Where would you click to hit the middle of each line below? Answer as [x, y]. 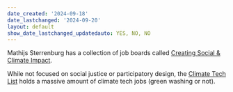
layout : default [31, 26]
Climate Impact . [30, 61]
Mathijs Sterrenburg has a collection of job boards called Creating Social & [114, 53]
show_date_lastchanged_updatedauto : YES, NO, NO [79, 33]
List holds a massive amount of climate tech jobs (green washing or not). [111, 82]
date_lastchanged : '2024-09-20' [54, 20]
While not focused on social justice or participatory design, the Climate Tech [116, 74]
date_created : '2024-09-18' [48, 14]
